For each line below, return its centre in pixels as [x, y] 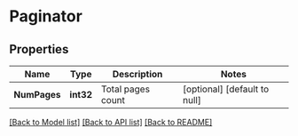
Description [137, 74]
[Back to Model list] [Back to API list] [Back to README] [111, 122]
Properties [39, 49]
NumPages [37, 95]
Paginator [46, 16]
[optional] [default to [226, 89]
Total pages [125, 89]
